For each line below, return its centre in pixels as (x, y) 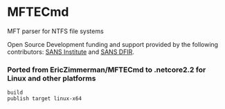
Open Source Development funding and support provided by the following (113, 44)
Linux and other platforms (52, 78)
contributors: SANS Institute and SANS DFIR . (71, 52)
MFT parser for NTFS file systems (55, 31)
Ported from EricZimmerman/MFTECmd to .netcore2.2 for (107, 70)
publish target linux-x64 (44, 99)
